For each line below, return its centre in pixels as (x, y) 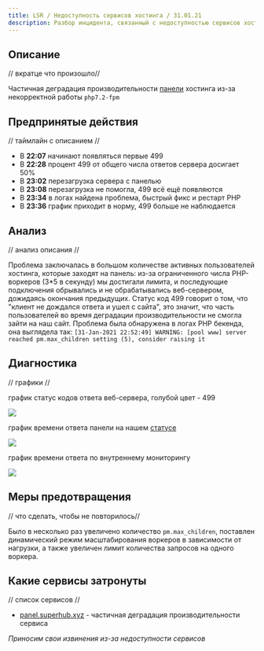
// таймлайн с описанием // (54, 141)
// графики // (29, 382)
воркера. (23, 556)
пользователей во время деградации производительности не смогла (125, 314)
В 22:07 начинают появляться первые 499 (91, 156)
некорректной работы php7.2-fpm (64, 97)
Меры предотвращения (70, 497)
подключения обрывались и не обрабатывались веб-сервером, (116, 290)
